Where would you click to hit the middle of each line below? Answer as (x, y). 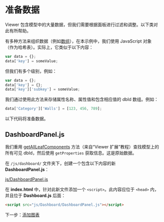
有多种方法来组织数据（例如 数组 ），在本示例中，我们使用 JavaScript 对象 (79, 41)
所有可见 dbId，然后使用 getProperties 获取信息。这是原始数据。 (71, 153)
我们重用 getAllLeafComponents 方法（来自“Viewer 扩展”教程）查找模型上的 (82, 147)
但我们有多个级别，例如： (31, 71)
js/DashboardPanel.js (27, 179)
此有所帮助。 (18, 30)
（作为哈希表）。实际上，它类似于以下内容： (49, 47)
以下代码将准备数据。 (27, 119)
